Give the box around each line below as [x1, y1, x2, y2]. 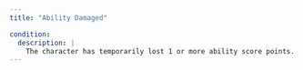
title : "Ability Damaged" [9, 13, 107, 23]
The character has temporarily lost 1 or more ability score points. [25, 46, 296, 55]
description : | [17, 38, 76, 47]
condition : [9, 29, 51, 39]
